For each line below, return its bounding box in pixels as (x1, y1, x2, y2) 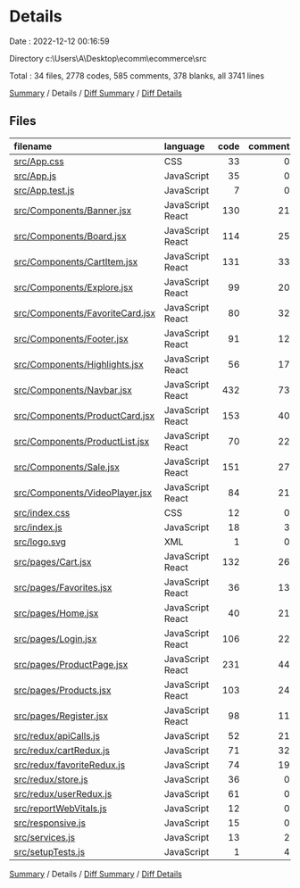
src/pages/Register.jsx (13, 710, 109, 722)
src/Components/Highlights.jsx (13, 358, 145, 370)
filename (13, 140, 53, 153)
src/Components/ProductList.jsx (13, 435, 150, 447)
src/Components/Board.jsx (13, 229, 127, 242)
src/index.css (13, 506, 71, 519)
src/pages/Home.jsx (13, 607, 99, 619)
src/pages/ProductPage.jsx (13, 658, 129, 670)
